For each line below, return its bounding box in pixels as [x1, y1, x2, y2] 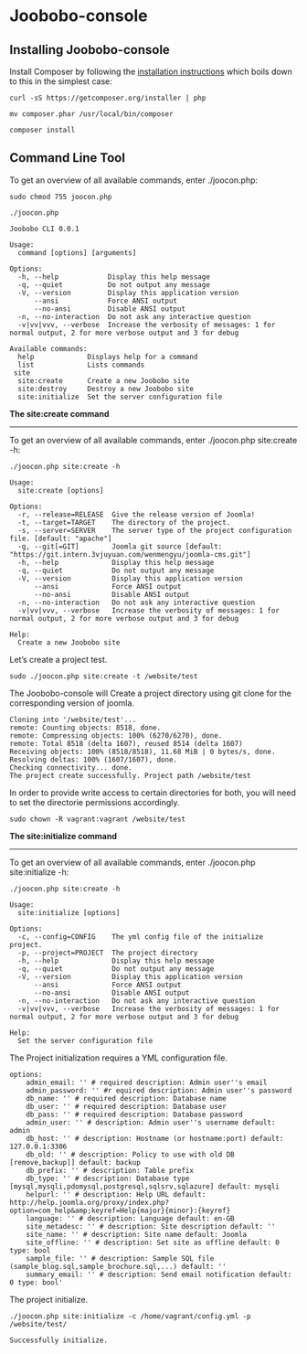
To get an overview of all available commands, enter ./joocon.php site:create [9, 434, 298, 445]
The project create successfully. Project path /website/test [9, 771, 251, 780]
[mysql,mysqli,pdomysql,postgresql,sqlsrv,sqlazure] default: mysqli [9, 1181, 281, 1191]
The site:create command [9, 408, 110, 419]
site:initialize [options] [17, 908, 121, 917]
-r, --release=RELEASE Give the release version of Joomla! [17, 509, 256, 519]
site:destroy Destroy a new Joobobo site [17, 384, 195, 393]
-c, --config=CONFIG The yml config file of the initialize [17, 932, 263, 942]
